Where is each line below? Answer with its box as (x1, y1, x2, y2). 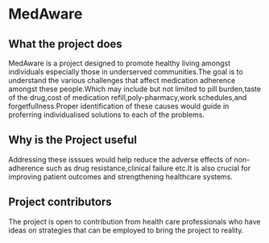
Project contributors (8, 195, 113, 209)
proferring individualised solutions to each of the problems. (8, 110, 205, 119)
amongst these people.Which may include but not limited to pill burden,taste (8, 84, 262, 94)
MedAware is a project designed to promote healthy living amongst (8, 58, 231, 68)
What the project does (8, 37, 122, 51)
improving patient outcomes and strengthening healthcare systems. (8, 171, 234, 182)
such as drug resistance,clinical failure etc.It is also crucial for (45, 163, 251, 173)
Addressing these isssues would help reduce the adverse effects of (8, 154, 233, 164)
